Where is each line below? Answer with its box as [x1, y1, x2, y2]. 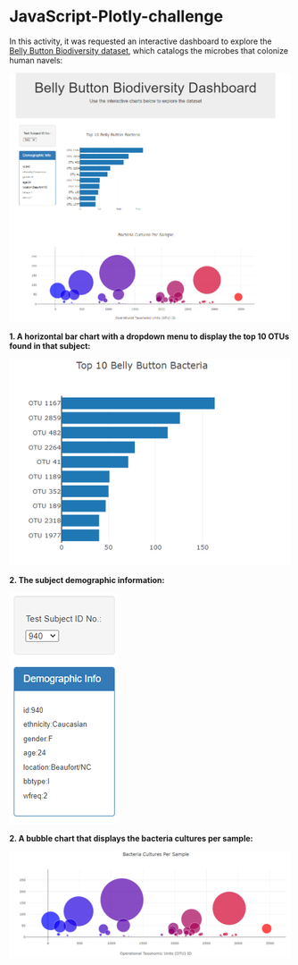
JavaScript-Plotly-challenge [9, 6, 224, 27]
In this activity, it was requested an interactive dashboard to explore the [9, 36, 272, 47]
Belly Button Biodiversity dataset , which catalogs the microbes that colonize [9, 45, 288, 55]
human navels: [9, 55, 63, 65]
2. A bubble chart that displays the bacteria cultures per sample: [9, 833, 253, 843]
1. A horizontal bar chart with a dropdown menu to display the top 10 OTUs [9, 331, 290, 342]
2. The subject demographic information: [9, 574, 165, 585]
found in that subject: [9, 341, 91, 351]
